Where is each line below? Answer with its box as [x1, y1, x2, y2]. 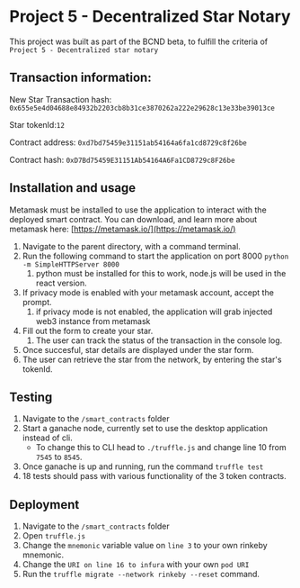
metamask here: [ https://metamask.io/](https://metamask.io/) [9, 223, 236, 234]
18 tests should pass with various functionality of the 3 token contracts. [22, 471, 287, 482]
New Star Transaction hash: [9, 94, 112, 104]
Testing [9, 389, 53, 404]
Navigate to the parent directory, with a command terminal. [22, 240, 241, 251]
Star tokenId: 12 [9, 119, 66, 130]
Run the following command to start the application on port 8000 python [22, 250, 289, 261]
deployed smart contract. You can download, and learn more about [9, 213, 258, 224]
